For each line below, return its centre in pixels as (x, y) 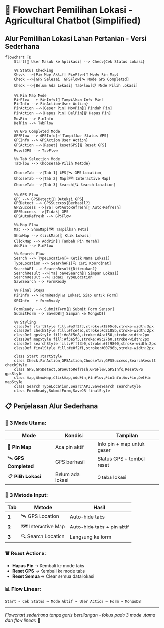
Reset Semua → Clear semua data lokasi (53, 576)
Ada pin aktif (70, 447)
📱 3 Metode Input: (27, 495)
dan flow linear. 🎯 (23, 620)
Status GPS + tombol (121, 459)
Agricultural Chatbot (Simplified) (73, 20)
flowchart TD (18, 57)
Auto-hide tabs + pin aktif (100, 527)
